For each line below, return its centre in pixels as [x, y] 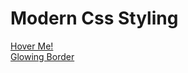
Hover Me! [32, 46]
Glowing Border [42, 56]
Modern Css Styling [94, 18]
